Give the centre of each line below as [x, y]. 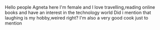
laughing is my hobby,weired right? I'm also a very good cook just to [77, 18]
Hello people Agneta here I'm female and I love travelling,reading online [80, 7]
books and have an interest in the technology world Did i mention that [78, 12]
